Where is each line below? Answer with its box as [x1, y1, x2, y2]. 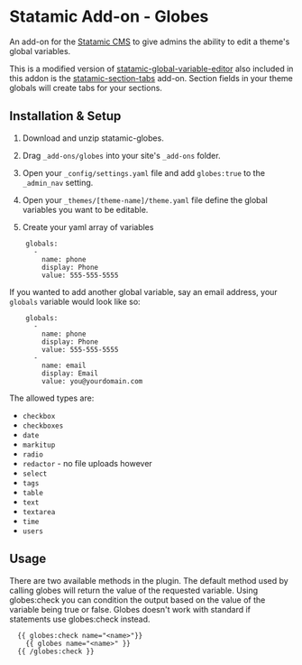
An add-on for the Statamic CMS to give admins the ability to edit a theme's [9, 36, 290, 47]
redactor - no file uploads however [22, 457, 153, 468]
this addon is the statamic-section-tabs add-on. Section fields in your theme [9, 72, 293, 83]
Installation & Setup [9, 108, 122, 124]
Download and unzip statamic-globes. [22, 133, 164, 143]
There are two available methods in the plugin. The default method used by [9, 575, 288, 586]
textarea [22, 507, 56, 516]
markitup [22, 440, 56, 449]
